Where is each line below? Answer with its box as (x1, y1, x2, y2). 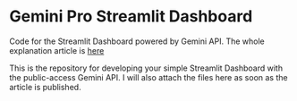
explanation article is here (9, 45, 105, 55)
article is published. (9, 81, 82, 92)
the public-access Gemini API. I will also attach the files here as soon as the (9, 72, 288, 82)
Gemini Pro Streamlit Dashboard (9, 6, 253, 27)
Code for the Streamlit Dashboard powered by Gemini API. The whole (9, 36, 266, 46)
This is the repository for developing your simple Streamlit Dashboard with (9, 63, 284, 73)
